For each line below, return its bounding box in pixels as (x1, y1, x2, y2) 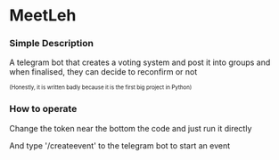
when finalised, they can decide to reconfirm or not (9, 67, 198, 77)
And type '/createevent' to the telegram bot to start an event (9, 140, 231, 151)
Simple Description (9, 37, 94, 50)
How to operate (9, 103, 78, 116)
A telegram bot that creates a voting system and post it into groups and (9, 57, 271, 68)
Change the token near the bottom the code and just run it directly (9, 123, 252, 133)
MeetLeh (9, 5, 77, 26)
